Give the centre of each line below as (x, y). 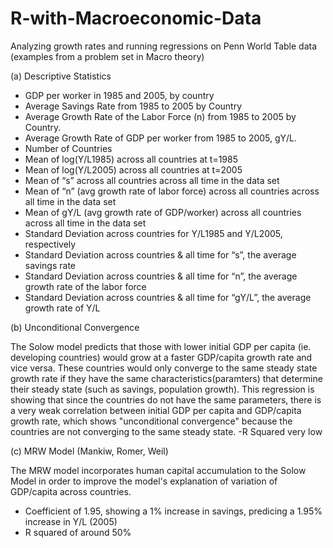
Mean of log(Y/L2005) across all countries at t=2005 (133, 169)
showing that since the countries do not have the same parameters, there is (166, 399)
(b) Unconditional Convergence (75, 327)
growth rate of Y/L (62, 308)
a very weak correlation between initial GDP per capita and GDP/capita (156, 410)
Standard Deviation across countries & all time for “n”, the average (161, 276)
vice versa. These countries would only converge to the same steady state (164, 368)
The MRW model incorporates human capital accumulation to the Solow (158, 470)
